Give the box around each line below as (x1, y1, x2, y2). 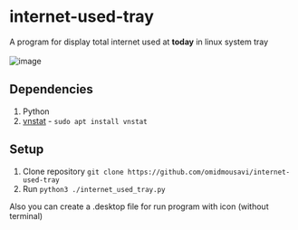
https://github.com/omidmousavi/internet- (127, 168, 291, 177)
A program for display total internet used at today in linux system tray (9, 36, 269, 47)
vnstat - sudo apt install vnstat (22, 115, 148, 126)
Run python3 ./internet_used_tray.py (22, 183, 166, 194)
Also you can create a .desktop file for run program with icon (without (9, 201, 269, 212)
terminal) (9, 210, 43, 221)
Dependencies (9, 81, 93, 97)
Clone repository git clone (22, 166, 124, 177)
